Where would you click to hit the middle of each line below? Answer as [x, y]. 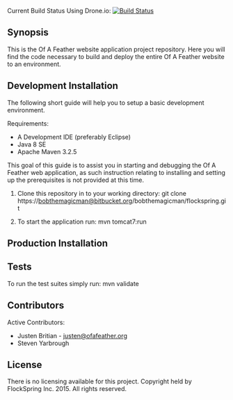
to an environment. [34, 64]
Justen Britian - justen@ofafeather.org [72, 335]
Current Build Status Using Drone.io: [59, 11]
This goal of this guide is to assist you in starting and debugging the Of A [112, 165]
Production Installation [58, 243]
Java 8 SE [32, 144]
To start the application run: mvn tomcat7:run [82, 222]
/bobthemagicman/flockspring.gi [179, 201]
